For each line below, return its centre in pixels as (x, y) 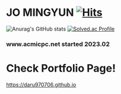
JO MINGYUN (40, 13)
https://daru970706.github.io (41, 85)
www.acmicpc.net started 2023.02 (58, 44)
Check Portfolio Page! (61, 68)
